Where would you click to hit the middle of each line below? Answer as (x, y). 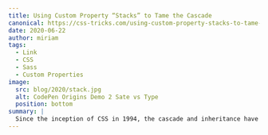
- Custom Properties (49, 75)
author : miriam (33, 38)
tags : (17, 45)
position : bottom (44, 104)
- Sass (26, 67)
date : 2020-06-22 (37, 30)
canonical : (26, 23)
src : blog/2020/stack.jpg (59, 89)
